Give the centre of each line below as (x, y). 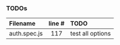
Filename (22, 24)
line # (56, 24)
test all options (90, 34)
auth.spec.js (26, 34)
